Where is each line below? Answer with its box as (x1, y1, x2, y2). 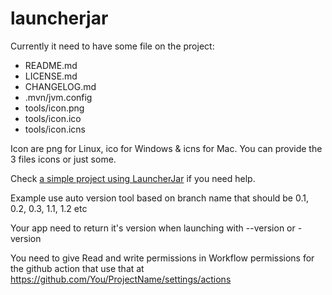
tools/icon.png (24, 102, 85, 114)
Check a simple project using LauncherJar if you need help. (10, 172, 256, 184)
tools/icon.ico (24, 112, 82, 124)
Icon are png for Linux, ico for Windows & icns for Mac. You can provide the (10, 142, 323, 154)
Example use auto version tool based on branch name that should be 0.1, (10, 192, 309, 204)
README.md (24, 59, 78, 71)
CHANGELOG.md (24, 80, 97, 92)
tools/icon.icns (24, 123, 86, 135)
